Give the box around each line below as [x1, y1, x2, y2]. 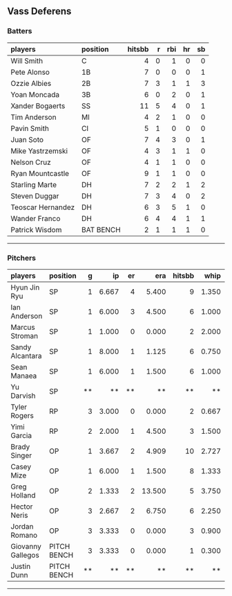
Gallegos [10, 550, 39, 560]
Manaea [10, 371, 37, 380]
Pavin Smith [10, 123, 50, 133]
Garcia [10, 430, 32, 440]
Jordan [10, 521, 34, 531]
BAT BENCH [81, 225, 121, 234]
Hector [10, 502, 33, 511]
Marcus [10, 322, 36, 332]
